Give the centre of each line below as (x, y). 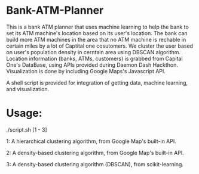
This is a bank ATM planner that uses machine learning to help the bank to (98, 27)
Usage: (25, 113)
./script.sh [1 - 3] (27, 129)
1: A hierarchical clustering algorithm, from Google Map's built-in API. (91, 141)
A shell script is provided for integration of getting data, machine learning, (97, 83)
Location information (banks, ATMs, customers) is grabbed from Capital (95, 58)
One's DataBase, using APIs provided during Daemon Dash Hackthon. (92, 65)
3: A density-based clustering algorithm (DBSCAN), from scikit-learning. (95, 164)
